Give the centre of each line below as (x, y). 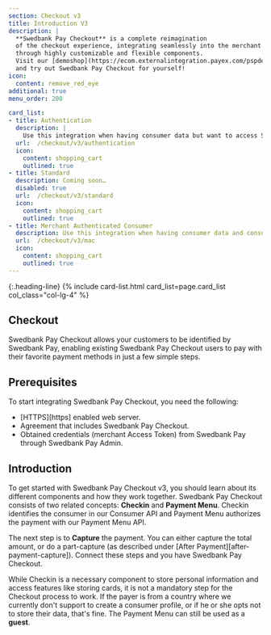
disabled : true (41, 188)
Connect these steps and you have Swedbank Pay (158, 555)
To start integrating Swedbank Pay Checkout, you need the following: (124, 402)
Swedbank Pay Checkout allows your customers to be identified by (120, 339)
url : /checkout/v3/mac (55, 241)
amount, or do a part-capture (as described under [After (102, 547)
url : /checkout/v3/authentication (75, 143)
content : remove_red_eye (57, 83)
